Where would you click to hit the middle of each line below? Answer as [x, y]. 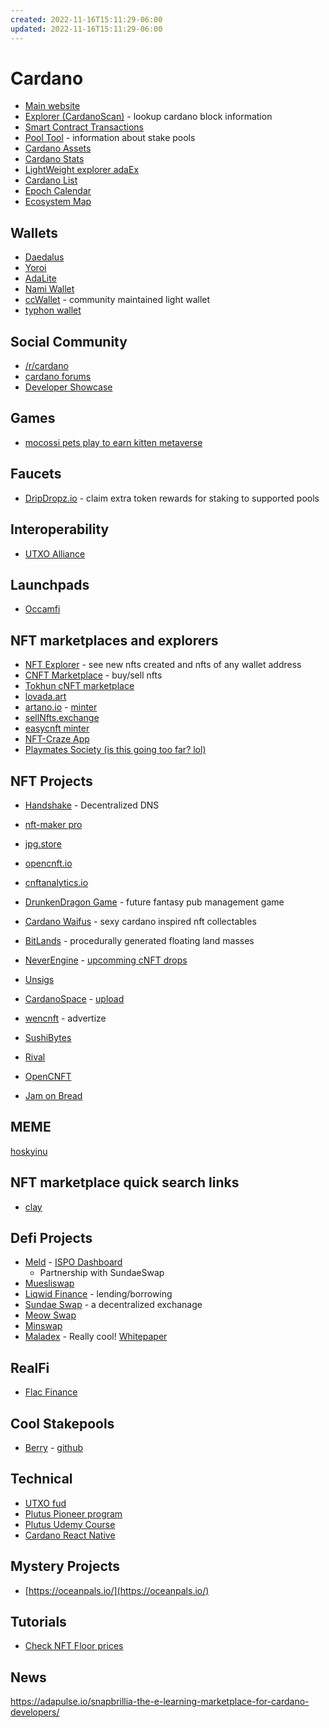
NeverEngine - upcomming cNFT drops [106, 960]
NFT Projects [51, 781]
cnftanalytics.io [56, 882]
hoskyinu [29, 1151]
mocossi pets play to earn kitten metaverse [113, 442]
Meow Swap [50, 1315]
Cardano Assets [58, 148]
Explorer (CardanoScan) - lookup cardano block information [148, 117]
